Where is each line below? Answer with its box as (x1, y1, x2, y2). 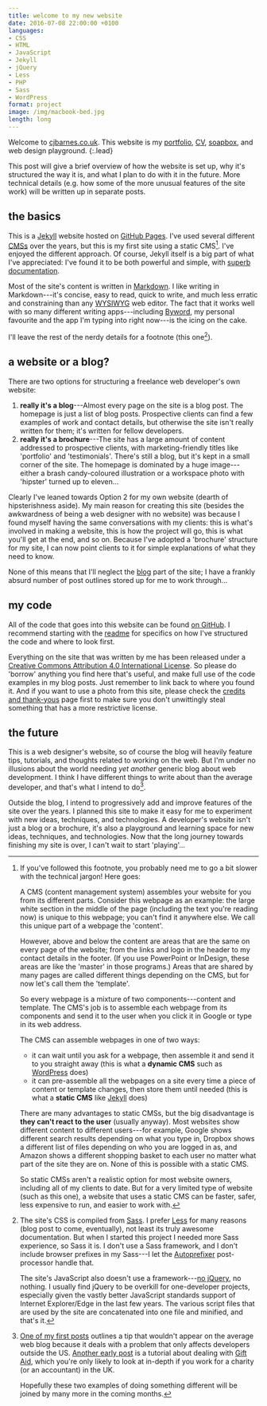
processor (19, 1258, 54, 1268)
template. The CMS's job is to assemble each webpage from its (19, 1002, 228, 1013)
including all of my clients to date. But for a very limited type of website (19, 1183, 253, 1193)
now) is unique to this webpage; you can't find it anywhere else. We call (19, 912, 256, 922)
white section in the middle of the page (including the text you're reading (19, 904, 258, 914)
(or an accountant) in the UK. (19, 1365, 115, 1375)
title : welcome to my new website (8, 11, 123, 20)
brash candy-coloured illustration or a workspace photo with (46, 468, 245, 478)
